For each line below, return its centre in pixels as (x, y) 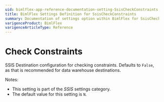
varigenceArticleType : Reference (39, 28)
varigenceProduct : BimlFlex (34, 23)
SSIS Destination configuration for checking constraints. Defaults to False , (80, 65)
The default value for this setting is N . (49, 94)
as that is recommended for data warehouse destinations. (63, 70)
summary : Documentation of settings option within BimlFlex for (72, 18)
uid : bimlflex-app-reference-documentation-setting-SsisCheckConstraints (82, 9)
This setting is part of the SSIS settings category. (61, 89)
